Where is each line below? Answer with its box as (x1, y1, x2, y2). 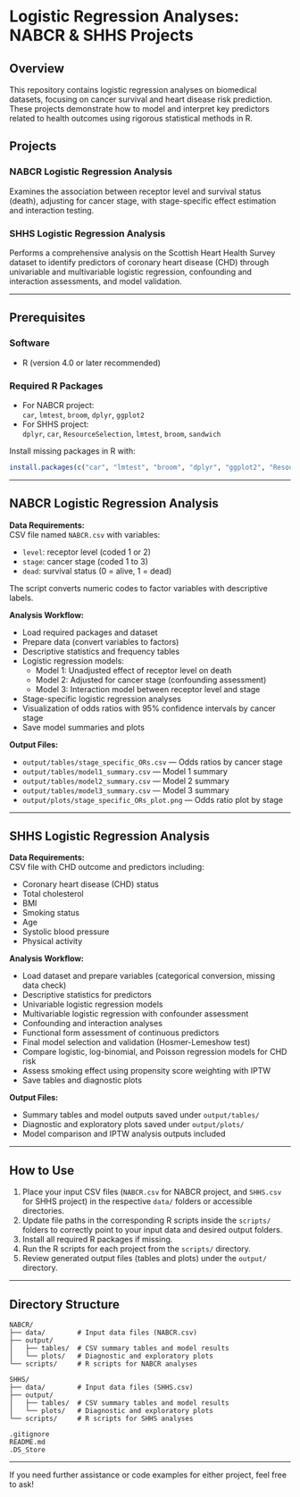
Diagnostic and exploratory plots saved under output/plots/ (21, 1119, 245, 1130)
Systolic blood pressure (21, 926, 110, 937)
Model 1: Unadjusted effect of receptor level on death (35, 665, 232, 675)
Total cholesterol (21, 889, 85, 899)
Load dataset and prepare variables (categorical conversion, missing (21, 971, 275, 982)
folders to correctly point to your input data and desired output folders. (21, 1225, 283, 1235)
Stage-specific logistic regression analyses (21, 693, 181, 704)
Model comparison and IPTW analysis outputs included (21, 1128, 226, 1140)
